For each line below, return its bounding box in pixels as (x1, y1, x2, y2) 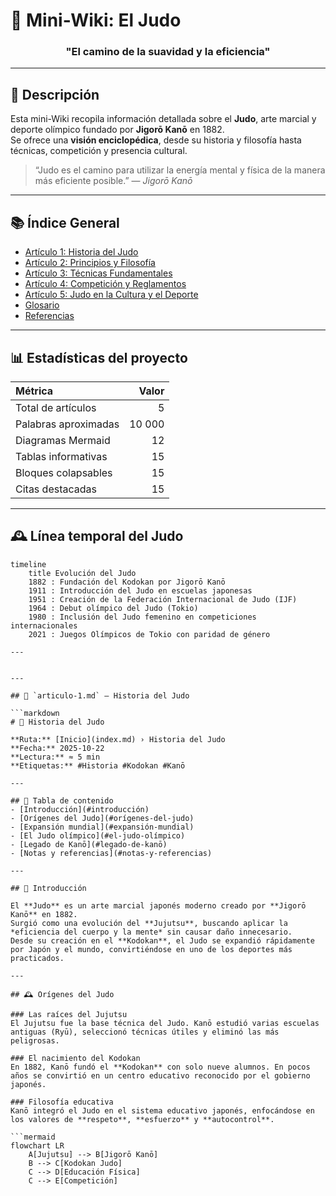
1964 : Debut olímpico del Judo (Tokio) (28, 603, 199, 613)
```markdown (10, 708, 60, 718)
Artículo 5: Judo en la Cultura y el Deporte (24, 289, 199, 301)
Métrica (15, 384, 54, 398)
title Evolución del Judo (28, 568, 137, 578)
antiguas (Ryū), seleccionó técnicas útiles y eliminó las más (10, 1027, 280, 1037)
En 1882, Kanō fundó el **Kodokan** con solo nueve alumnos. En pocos (10, 1062, 311, 1072)
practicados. (10, 953, 65, 963)
